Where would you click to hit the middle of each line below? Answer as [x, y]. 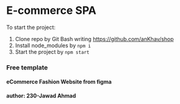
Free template [27, 67]
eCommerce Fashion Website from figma [59, 82]
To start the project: [31, 27]
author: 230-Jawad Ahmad [41, 96]
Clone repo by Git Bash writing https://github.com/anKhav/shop [94, 39]
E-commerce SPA [52, 11]
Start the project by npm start [52, 51]
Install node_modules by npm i [53, 45]
